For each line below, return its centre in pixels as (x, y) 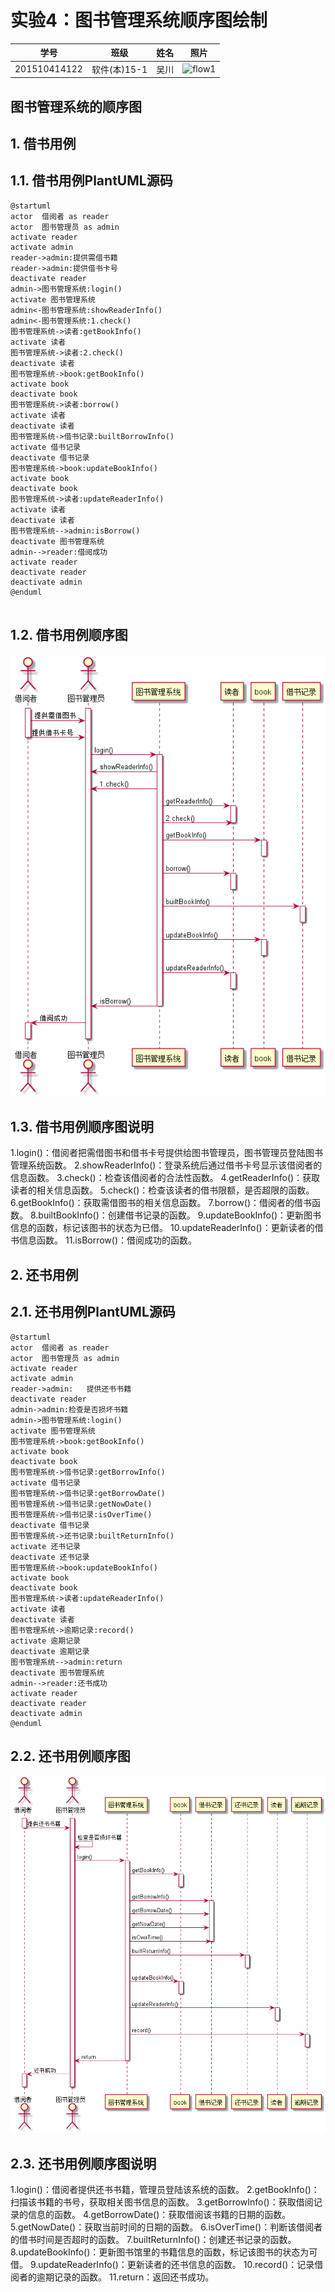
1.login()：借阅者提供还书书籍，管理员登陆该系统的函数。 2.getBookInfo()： (165, 2189)
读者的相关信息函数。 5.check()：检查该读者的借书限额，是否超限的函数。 (162, 1190)
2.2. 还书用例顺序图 (70, 1756)
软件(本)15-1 (119, 69)
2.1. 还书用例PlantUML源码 (93, 1312)
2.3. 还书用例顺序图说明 (83, 2163)
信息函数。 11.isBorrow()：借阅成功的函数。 (108, 1240)
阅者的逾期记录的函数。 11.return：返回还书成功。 (112, 2277)
